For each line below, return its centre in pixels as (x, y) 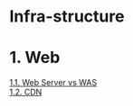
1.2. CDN (26, 93)
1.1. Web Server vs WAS (53, 83)
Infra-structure (67, 17)
